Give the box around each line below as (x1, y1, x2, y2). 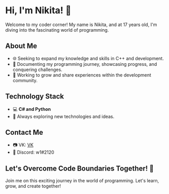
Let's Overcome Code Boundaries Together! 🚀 (5, 164, 154, 173)
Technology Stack (5, 92, 64, 101)
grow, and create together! (5, 183, 61, 189)
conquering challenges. (12, 66, 63, 72)
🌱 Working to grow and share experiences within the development (12, 71, 152, 78)
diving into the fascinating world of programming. (5, 27, 109, 33)
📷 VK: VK (12, 142, 34, 148)
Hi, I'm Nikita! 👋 (5, 5, 72, 16)
